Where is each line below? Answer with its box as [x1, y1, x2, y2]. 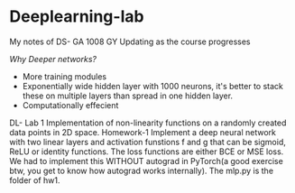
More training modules [22, 70, 106, 82]
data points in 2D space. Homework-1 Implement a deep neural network [9, 126, 277, 137]
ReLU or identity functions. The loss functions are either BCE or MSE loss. [9, 146, 284, 157]
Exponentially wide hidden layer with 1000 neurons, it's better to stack [22, 80, 284, 91]
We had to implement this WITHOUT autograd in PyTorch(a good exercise [9, 155, 284, 166]
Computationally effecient [22, 99, 119, 110]
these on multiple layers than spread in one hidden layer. [22, 90, 233, 101]
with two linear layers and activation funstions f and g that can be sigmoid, [9, 136, 286, 147]
